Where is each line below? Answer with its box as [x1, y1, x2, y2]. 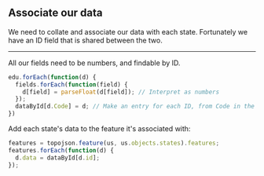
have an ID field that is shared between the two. [8, 35, 163, 45]
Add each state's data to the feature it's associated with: [8, 124, 191, 134]
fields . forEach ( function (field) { [15, 80, 128, 89]
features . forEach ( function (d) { [8, 146, 114, 154]
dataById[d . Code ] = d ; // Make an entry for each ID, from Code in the [15, 102, 255, 111]
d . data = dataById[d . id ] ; [15, 153, 101, 162]
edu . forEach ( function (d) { [8, 73, 97, 81]
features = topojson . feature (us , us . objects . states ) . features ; [8, 139, 220, 148]
